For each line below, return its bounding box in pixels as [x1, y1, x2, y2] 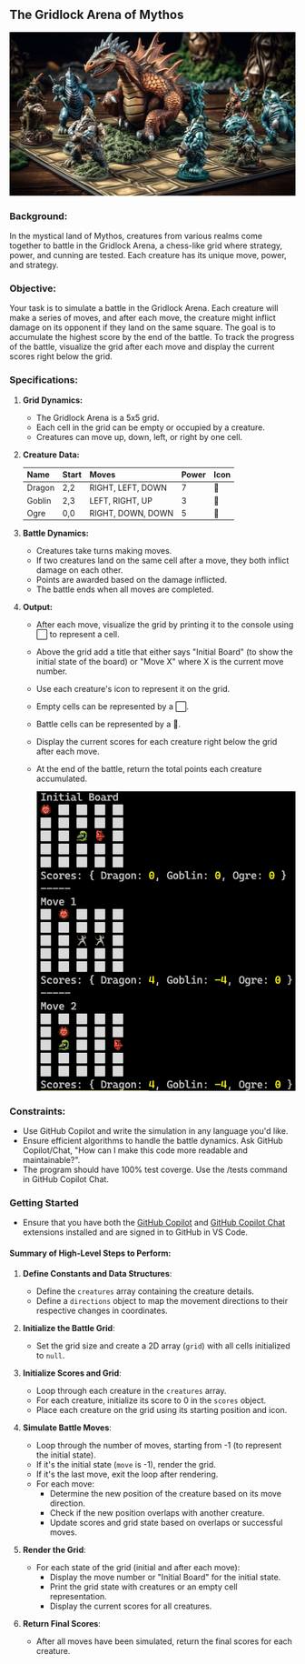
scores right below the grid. [9, 351, 113, 362]
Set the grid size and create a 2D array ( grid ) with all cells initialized [35, 1340, 290, 1351]
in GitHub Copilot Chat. [22, 1174, 109, 1185]
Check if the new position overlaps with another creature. [49, 1507, 265, 1518]
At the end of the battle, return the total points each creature [35, 764, 262, 775]
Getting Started [9, 1197, 79, 1209]
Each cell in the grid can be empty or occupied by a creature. [35, 422, 266, 433]
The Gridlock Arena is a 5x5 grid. [35, 412, 160, 423]
